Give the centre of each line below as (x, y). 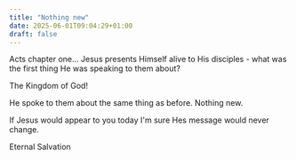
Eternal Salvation (40, 147)
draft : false (33, 34)
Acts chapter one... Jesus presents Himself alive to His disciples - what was (148, 60)
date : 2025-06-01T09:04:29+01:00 (71, 26)
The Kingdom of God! (49, 86)
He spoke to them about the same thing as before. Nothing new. (126, 103)
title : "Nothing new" (49, 17)
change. (24, 130)
